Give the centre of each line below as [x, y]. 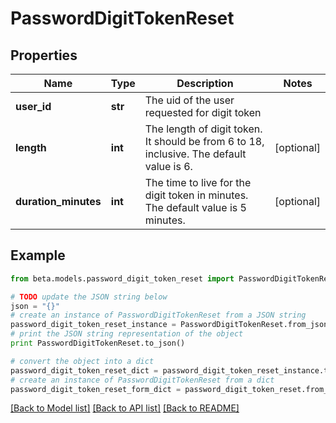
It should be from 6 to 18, [204, 141]
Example [38, 255]
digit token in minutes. [196, 195]
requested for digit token [203, 112]
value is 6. [168, 166]
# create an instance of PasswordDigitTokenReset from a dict [142, 380]
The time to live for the [198, 182]
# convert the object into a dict [82, 361]
